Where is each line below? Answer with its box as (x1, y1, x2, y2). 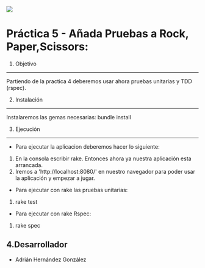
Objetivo (15, 60, 37, 67)
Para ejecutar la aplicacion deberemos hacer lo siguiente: (15, 143, 160, 150)
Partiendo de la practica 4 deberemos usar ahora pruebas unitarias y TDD (6, 77, 192, 85)
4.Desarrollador (6, 239, 68, 250)
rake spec (15, 221, 41, 229)
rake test (15, 198, 38, 205)
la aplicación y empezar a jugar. (15, 174, 96, 182)
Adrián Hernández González (15, 256, 87, 263)
